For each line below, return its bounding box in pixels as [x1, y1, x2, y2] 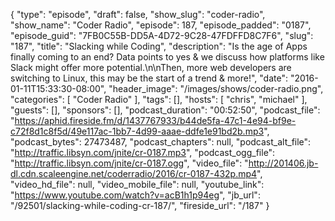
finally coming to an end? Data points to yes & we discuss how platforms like [10, 51, 325, 63]
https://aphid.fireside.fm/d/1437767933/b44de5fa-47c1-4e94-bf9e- [14, 115, 297, 126]
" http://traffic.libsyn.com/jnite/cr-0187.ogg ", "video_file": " [10, 157, 249, 169]
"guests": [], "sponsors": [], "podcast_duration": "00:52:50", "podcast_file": [10, 104, 321, 116]
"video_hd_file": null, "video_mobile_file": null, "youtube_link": [10, 179, 265, 190]
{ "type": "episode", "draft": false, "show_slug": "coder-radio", [10, 9, 266, 20]
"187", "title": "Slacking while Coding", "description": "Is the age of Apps [10, 40, 308, 52]
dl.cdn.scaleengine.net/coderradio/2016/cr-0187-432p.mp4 [10, 168, 258, 179]
